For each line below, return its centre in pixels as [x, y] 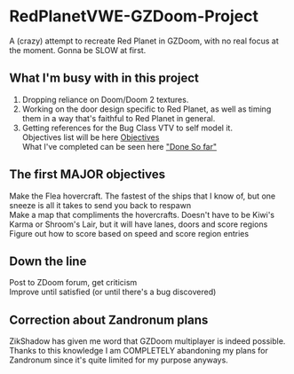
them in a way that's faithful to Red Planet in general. [119, 118]
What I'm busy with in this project [104, 78]
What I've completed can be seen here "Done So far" [119, 146]
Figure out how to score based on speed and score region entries [129, 233]
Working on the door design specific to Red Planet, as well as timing [147, 109]
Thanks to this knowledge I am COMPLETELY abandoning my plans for [139, 351]
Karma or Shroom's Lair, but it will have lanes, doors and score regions [139, 224]
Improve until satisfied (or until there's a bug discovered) [113, 292]
